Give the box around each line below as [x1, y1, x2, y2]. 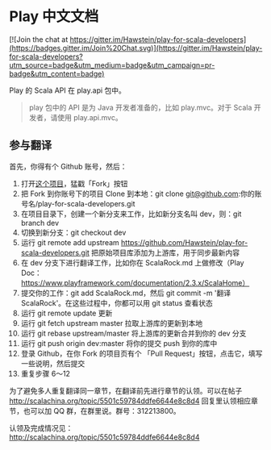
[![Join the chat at [9, 34, 69, 44]
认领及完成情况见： [9, 423, 73, 432]
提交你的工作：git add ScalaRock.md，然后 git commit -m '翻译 [20, 288, 231, 298]
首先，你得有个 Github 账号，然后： [9, 161, 127, 171]
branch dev [20, 218, 60, 227]
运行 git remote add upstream [20, 237, 119, 247]
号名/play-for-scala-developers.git [20, 198, 135, 208]
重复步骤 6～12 [20, 369, 71, 378]
